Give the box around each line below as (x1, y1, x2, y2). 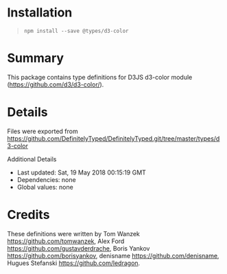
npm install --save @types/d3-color (23, 27, 129, 34)
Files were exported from (7, 127, 78, 135)
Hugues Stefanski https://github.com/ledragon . (7, 259, 141, 267)
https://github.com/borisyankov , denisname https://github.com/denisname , (7, 251, 219, 260)
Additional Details (7, 155, 57, 163)
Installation (7, 5, 73, 21)
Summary (7, 50, 64, 66)
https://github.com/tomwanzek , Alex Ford (7, 237, 125, 245)
